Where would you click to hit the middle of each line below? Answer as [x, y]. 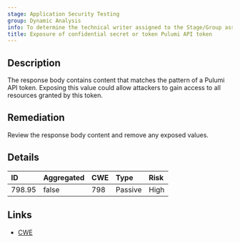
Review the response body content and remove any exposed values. [108, 135]
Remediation [36, 118]
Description [34, 63]
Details [23, 158]
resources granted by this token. [55, 95]
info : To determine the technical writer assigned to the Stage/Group [115, 27]
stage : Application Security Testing [64, 14]
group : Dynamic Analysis [44, 21]
